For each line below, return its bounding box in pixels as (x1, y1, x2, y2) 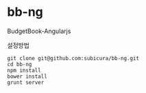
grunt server (7, 79, 45, 86)
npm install (7, 67, 41, 74)
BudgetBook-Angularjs (7, 27, 71, 35)
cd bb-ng (7, 61, 32, 68)
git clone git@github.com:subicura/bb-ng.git (7, 54, 139, 62)
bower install (7, 73, 48, 80)
